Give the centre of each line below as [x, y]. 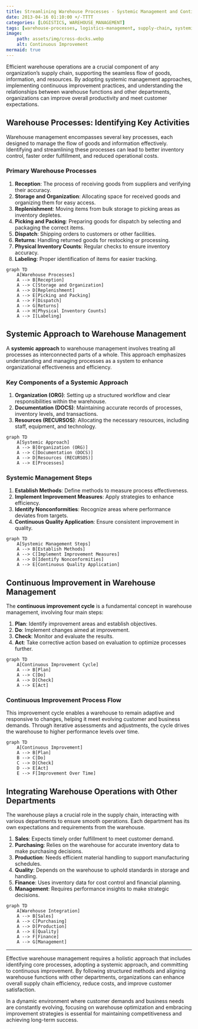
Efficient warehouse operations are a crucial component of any [82, 67]
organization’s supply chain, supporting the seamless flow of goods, [89, 73]
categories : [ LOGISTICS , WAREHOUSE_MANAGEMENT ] [66, 22]
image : [14, 34]
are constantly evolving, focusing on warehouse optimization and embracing [99, 1007]
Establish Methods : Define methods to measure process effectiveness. [101, 491]
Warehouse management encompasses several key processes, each [90, 137]
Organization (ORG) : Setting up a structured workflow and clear [93, 395]
